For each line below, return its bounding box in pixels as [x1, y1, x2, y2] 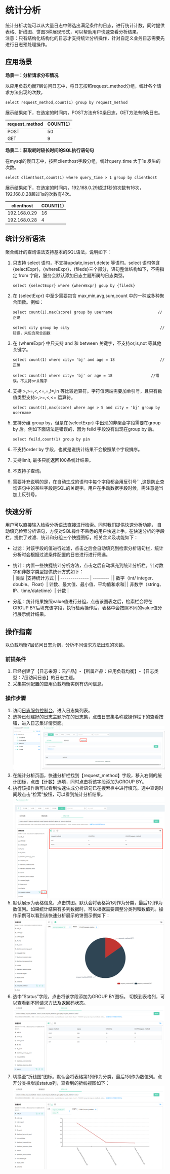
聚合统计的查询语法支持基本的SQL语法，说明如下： [5, 249, 112, 255]
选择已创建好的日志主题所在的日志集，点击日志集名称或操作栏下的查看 [12, 713, 159, 720]
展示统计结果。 [17, 611, 49, 617]
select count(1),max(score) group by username [12, 310, 113, 315]
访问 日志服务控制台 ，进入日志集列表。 [12, 707, 93, 713]
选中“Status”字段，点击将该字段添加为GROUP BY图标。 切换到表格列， [12, 994, 160, 1000]
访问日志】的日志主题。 [28, 675, 77, 681]
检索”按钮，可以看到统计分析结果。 [32, 791, 106, 797]
